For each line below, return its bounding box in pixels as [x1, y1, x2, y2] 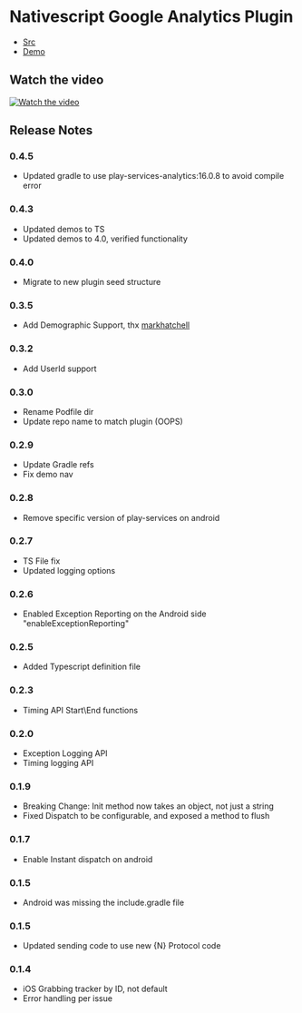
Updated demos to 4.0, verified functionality [22, 233, 189, 244]
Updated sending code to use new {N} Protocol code [22, 940, 221, 951]
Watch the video [9, 73, 104, 88]
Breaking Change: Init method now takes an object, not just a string [22, 801, 275, 811]
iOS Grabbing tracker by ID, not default [22, 983, 168, 995]
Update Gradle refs [22, 459, 94, 470]
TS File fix [22, 556, 61, 566]
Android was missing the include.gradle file [22, 897, 184, 908]
